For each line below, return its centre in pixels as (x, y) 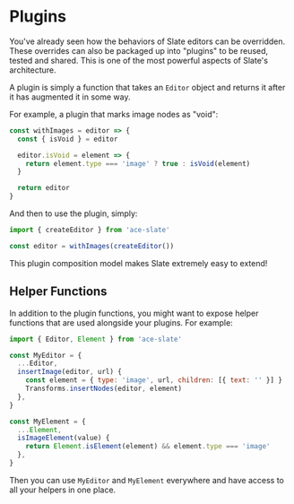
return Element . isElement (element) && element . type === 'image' (148, 447)
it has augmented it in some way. (70, 97)
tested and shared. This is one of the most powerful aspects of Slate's (139, 60)
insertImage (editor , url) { (70, 372)
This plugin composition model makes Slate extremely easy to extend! (138, 263)
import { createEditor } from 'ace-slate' (90, 230)
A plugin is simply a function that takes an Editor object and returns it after (147, 87)
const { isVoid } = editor (68, 139)
